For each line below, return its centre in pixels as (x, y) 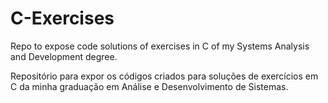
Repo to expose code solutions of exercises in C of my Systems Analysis (160, 46)
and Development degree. (64, 56)
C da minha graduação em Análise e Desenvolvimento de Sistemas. (149, 86)
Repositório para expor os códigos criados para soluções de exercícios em (164, 76)
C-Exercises (62, 18)
